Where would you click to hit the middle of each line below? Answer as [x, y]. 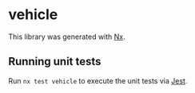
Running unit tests [55, 62]
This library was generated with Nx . [67, 37]
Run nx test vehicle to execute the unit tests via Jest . [98, 80]
